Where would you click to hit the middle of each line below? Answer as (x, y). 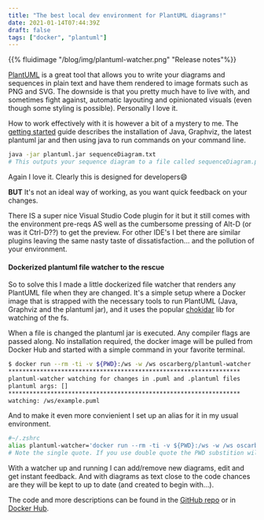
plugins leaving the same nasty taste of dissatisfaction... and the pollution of (132, 241)
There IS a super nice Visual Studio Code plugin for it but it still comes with (129, 216)
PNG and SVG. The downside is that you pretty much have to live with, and (129, 92)
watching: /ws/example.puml (54, 401)
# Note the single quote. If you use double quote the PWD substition (126, 453)
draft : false (29, 30)
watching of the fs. (38, 318)
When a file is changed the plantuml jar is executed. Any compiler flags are (129, 333)
